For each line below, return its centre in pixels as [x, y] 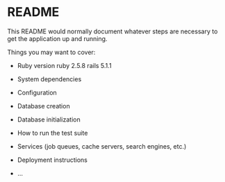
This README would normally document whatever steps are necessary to [112, 31]
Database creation [44, 106]
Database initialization [49, 119]
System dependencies [49, 79]
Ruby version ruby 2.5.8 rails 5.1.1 [65, 65]
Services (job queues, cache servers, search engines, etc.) [102, 146]
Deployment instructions [52, 160]
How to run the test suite [52, 133]
